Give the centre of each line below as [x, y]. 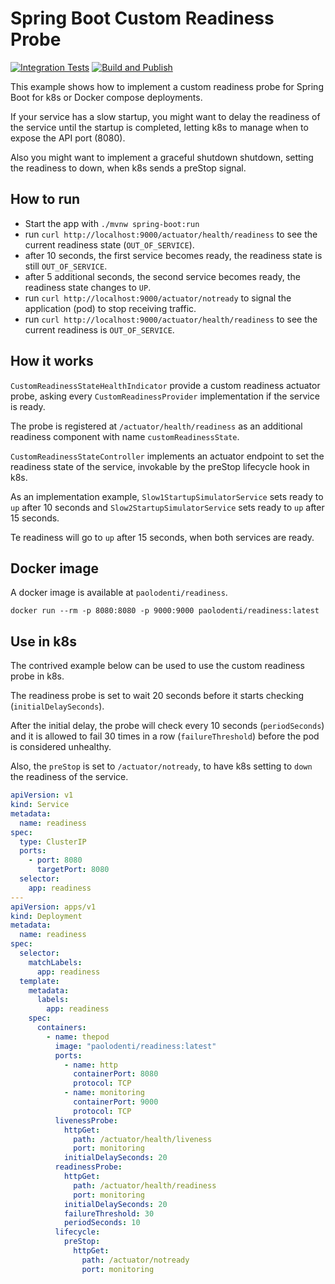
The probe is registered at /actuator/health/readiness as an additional [156, 426]
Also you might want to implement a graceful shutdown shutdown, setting [162, 157]
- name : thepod [78, 1037]
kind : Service [40, 805]
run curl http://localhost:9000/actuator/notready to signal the [158, 298]
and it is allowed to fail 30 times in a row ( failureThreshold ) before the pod [165, 736]
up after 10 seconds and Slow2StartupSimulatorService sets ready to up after [167, 507]
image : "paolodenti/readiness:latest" [135, 1046]
